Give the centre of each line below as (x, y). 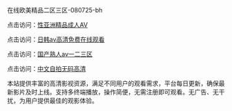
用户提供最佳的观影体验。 (61, 101)
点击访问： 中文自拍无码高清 (47, 69)
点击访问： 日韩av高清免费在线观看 (56, 39)
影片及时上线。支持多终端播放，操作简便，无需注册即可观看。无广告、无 (116, 92)
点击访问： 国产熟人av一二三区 (50, 54)
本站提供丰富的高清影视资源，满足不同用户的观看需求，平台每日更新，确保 (113, 83)
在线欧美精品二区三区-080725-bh (55, 10)
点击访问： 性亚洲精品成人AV (48, 25)
